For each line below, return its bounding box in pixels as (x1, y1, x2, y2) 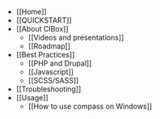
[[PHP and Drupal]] (27, 58, 92, 68)
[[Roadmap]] (27, 41, 71, 51)
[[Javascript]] (27, 67, 74, 76)
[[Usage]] (15, 93, 48, 102)
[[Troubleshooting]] (15, 84, 82, 94)
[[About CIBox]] (15, 24, 69, 33)
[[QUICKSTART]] (15, 15, 73, 25)
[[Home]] (15, 7, 47, 16)
